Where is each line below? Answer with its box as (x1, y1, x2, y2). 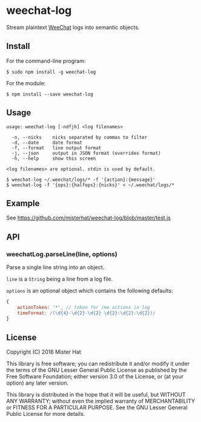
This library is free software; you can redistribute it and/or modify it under (6, 360, 190, 368)
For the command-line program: (6, 57, 86, 64)
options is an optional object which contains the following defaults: (6, 287, 174, 294)
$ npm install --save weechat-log (6, 91, 94, 97)
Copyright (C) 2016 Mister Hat (6, 348, 82, 355)
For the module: (6, 79, 46, 86)
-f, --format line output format (12, 144, 102, 151)
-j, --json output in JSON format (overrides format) (12, 150, 162, 156)
